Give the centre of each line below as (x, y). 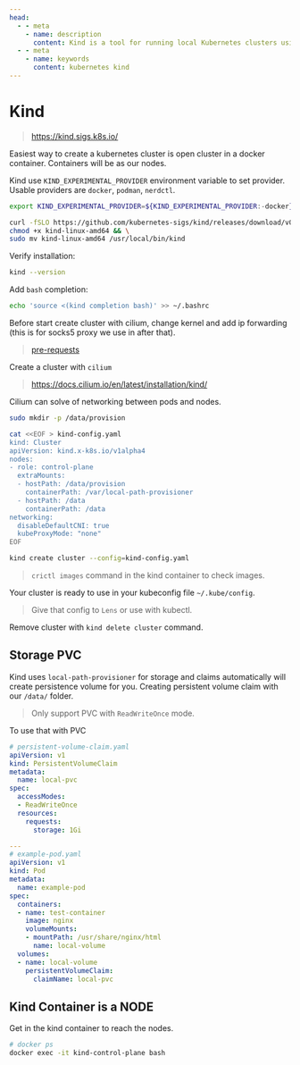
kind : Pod (28, 871)
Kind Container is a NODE (82, 1006)
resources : (37, 813)
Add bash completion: (49, 289)
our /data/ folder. (42, 696)
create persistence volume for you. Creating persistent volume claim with (144, 686)
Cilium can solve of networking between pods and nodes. (115, 402)
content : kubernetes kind (81, 68)
